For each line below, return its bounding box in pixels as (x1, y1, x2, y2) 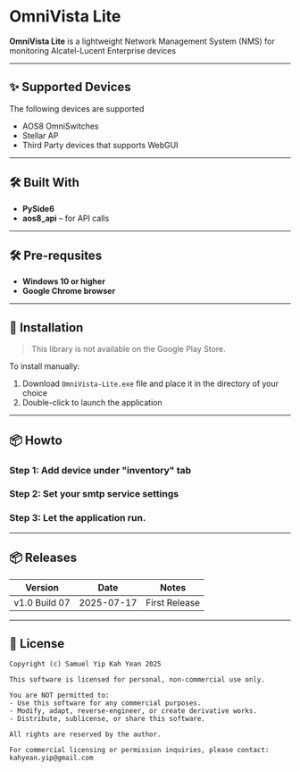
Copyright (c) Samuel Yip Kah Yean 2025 (9, 659, 162, 669)
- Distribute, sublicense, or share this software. (9, 715, 205, 724)
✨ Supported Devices (9, 80, 131, 95)
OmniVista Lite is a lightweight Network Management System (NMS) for (9, 36, 275, 46)
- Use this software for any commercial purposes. (9, 699, 202, 708)
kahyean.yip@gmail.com (9, 753, 94, 763)
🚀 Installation (9, 320, 84, 335)
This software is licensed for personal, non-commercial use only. (9, 675, 266, 684)
